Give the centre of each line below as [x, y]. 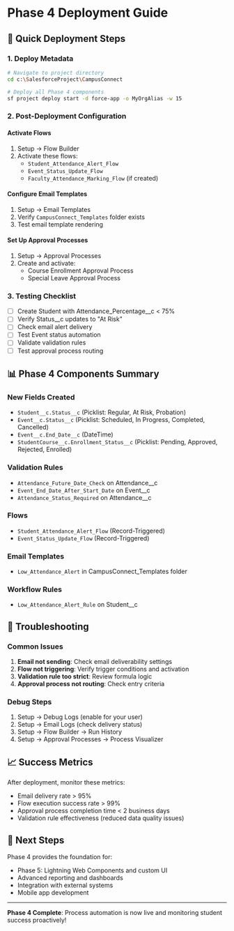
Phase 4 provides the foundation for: [60, 857]
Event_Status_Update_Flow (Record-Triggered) [83, 538]
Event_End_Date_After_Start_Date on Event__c [84, 490]
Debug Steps [30, 702]
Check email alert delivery [55, 327]
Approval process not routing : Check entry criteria [91, 684]
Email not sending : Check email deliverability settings [95, 662]
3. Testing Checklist [42, 296]
